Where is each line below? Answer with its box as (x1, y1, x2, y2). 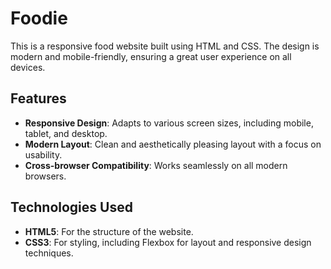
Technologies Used (10, 199, 133, 216)
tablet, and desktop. (24, 127, 108, 139)
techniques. (24, 247, 74, 259)
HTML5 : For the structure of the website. (24, 225, 194, 237)
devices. (10, 61, 46, 73)
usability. (24, 148, 63, 161)
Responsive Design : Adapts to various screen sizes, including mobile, (24, 117, 314, 129)
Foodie (10, 7, 68, 30)
